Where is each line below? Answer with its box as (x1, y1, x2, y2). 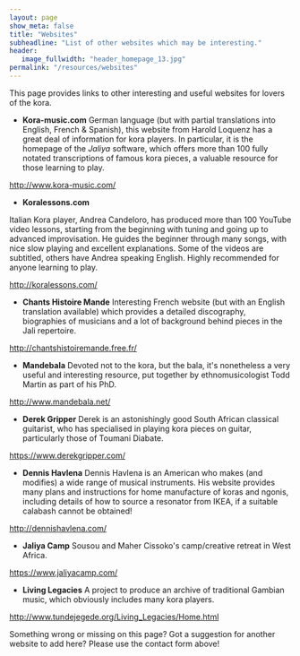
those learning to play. (21, 162, 105, 173)
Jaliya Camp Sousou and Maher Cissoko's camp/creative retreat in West (21, 539, 291, 551)
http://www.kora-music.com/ (9, 179, 116, 190)
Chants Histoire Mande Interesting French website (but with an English (21, 297, 286, 307)
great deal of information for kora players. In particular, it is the (21, 134, 253, 144)
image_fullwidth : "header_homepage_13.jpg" (21, 55, 186, 64)
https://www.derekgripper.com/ (9, 450, 126, 461)
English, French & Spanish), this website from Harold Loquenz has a (21, 124, 273, 134)
